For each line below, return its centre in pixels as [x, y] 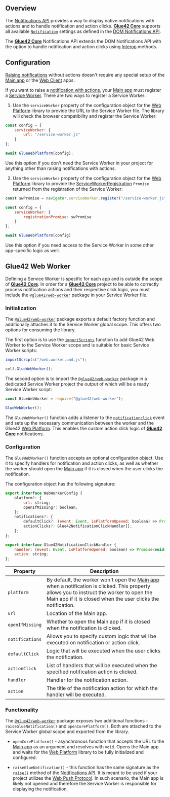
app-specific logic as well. [33, 250]
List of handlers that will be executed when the [102, 666]
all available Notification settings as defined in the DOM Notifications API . [83, 31]
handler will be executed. [76, 695]
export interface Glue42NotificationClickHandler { [61, 545]
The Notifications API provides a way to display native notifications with [80, 20]
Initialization [21, 308]
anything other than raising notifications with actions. [61, 168]
